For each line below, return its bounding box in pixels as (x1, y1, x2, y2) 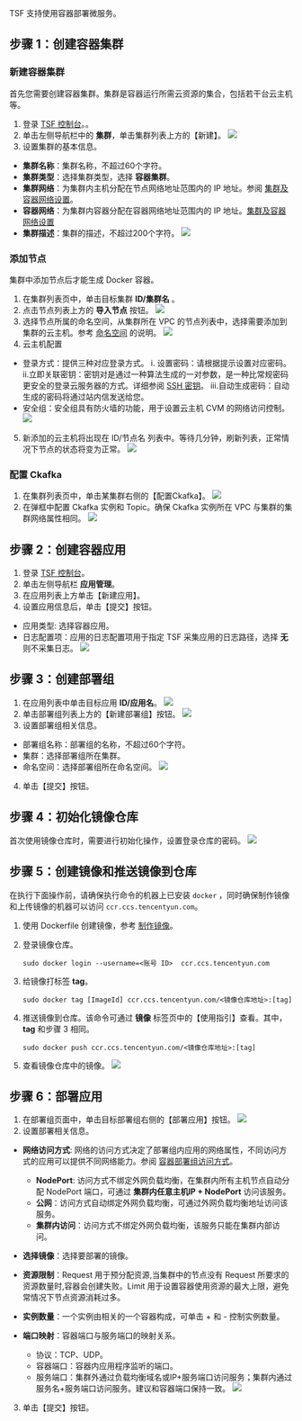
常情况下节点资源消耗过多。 (22, 1292, 126, 1303)
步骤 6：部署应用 (9, 1088, 103, 1104)
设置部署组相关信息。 (22, 719, 102, 731)
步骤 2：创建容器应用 (9, 542, 127, 557)
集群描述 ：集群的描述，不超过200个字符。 (22, 228, 180, 238)
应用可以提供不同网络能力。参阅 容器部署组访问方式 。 (38, 1156, 238, 1167)
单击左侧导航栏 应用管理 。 (22, 579, 120, 589)
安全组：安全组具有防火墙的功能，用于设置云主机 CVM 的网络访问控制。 (22, 402, 290, 413)
